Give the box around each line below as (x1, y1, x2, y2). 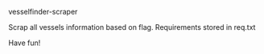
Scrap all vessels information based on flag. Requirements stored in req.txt (8, 23, 256, 31)
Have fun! (8, 38, 41, 48)
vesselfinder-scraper (8, 7, 78, 16)
